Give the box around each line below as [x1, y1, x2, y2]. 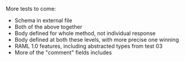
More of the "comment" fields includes [14, 49, 112, 56]
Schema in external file [14, 17, 72, 24]
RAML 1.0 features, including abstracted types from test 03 [14, 42, 162, 50]
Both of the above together [14, 24, 83, 30]
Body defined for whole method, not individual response [14, 30, 156, 37]
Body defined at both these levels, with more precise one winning [14, 36, 179, 43]
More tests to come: [5, 5, 56, 12]
